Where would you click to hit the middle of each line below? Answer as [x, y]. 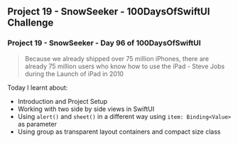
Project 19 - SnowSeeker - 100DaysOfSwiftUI [109, 12]
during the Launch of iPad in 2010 [74, 73]
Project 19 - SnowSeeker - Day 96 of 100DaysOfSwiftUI [104, 43]
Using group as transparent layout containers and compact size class [119, 132]
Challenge [31, 23]
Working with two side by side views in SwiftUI [86, 109]
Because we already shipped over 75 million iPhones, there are [117, 58]
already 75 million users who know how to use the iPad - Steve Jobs [125, 66]
